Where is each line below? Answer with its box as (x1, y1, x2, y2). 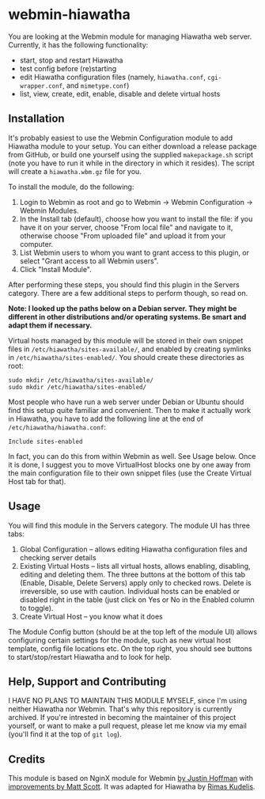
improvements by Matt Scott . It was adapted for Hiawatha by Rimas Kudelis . (8, 782, 256, 792)
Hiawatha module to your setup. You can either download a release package (8, 141, 257, 151)
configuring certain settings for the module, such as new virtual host (8, 635, 232, 645)
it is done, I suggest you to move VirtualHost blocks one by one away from (8, 460, 251, 469)
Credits (8, 752, 46, 766)
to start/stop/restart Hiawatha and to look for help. (8, 652, 172, 661)
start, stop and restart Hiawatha (19, 55, 123, 65)
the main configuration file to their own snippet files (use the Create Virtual (8, 468, 252, 478)
